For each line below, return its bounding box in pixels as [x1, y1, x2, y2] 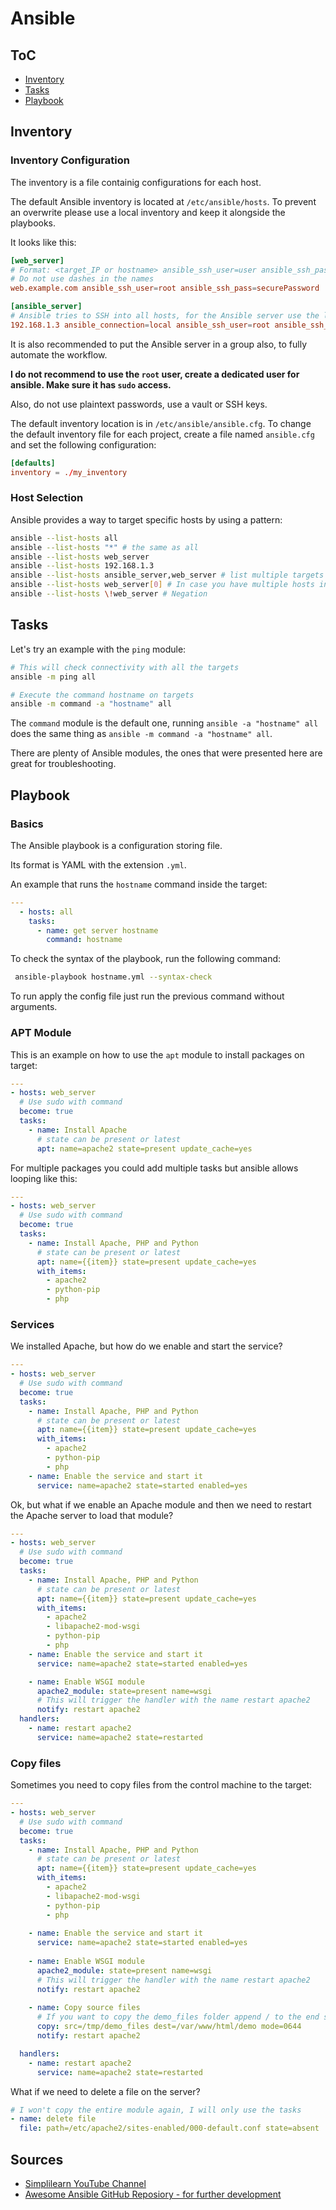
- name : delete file [10, 2114, 97, 2124]
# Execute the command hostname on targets [10, 690, 195, 700]
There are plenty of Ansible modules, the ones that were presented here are [10, 747, 323, 759]
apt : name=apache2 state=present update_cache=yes [36, 1143, 253, 1154]
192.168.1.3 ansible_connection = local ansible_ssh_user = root [10, 320, 271, 330]
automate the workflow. [10, 348, 108, 361]
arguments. [10, 1001, 58, 1013]
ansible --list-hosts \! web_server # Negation [10, 589, 208, 599]
